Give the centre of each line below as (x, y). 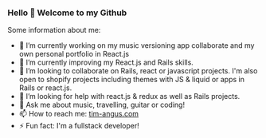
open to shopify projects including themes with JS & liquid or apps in (131, 80)
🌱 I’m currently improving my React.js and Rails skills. (106, 62)
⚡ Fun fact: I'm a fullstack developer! (79, 126)
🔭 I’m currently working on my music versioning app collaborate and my (137, 45)
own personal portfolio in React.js (74, 54)
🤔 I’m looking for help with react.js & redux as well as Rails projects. (129, 97)
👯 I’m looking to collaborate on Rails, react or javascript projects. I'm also (138, 71)
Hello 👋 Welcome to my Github (67, 13)
